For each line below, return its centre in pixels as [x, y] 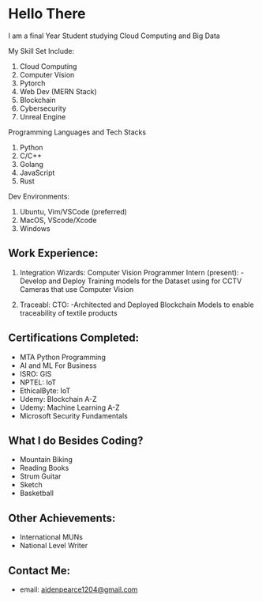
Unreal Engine [43, 116]
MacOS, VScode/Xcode [58, 220]
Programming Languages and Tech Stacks [77, 132]
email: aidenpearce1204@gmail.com [79, 589]
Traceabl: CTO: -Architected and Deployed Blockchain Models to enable [137, 305]
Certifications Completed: [74, 338]
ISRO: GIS [36, 373]
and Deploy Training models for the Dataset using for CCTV [145, 281]
